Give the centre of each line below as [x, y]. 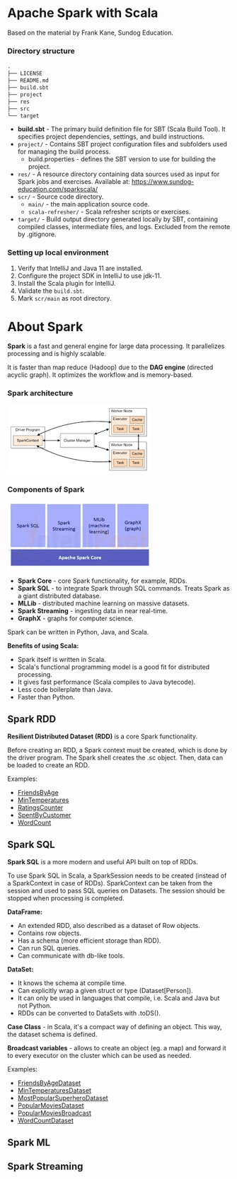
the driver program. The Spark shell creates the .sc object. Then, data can [115, 757]
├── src [19, 109]
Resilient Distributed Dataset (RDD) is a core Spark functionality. [103, 736]
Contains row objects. [50, 933]
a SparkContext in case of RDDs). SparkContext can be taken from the [110, 883]
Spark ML [29, 1143]
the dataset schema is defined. [52, 1034]
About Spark [45, 326]
